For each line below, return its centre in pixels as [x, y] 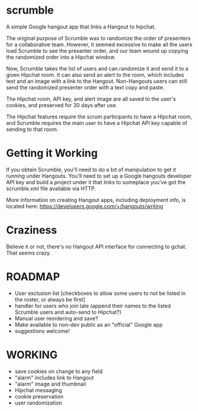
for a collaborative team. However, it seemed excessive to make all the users [99, 44]
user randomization [38, 403]
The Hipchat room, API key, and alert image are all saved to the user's [91, 99]
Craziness [32, 230]
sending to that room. [32, 129]
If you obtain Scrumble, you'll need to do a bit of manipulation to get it [91, 169]
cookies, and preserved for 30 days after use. [62, 105]
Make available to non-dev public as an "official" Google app [88, 325]
